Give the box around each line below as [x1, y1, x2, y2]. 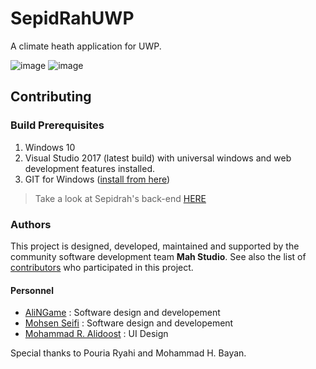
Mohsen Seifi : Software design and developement [24, 317, 234, 329]
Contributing [10, 88, 92, 106]
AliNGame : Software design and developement [24, 307, 221, 319]
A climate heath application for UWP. [10, 40, 162, 52]
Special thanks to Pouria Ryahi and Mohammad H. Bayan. [10, 347, 247, 359]
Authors [10, 217, 52, 231]
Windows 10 [24, 141, 76, 153]
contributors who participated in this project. [10, 261, 194, 273]
